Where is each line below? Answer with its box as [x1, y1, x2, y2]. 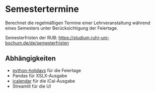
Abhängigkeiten [5, 54, 56, 63]
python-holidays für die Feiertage [12, 67, 81, 73]
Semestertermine [5, 3, 79, 15]
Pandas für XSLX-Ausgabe [12, 73, 68, 79]
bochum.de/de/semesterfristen [5, 40, 70, 46]
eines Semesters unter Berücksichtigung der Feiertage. [5, 25, 118, 31]
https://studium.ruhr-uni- [58, 35, 110, 41]
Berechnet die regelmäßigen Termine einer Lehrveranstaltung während [5, 20, 151, 26]
